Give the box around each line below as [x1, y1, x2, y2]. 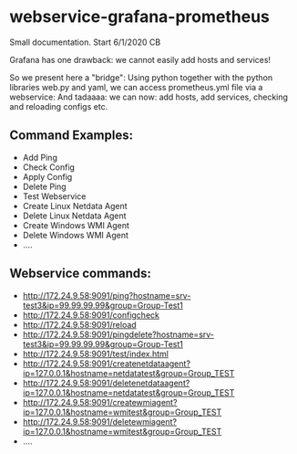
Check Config [22, 162, 76, 173]
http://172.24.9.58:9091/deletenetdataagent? [22, 377, 190, 388]
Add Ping [22, 152, 57, 163]
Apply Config [22, 171, 73, 182]
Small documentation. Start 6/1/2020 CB [9, 37, 161, 48]
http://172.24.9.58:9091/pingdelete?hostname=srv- [22, 329, 215, 340]
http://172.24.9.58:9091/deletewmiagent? [22, 416, 178, 427]
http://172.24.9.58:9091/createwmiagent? [22, 396, 178, 407]
